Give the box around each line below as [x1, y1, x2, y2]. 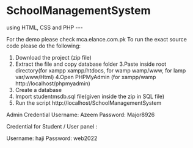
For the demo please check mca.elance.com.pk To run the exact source [6, 35, 188, 43]
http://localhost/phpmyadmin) [15, 80, 90, 87]
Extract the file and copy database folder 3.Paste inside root [15, 60, 167, 68]
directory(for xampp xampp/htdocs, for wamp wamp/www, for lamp [15, 66, 186, 74]
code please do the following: [6, 42, 81, 49]
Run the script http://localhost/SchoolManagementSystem [15, 99, 162, 107]
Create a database [15, 86, 62, 93]
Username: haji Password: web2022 [6, 135, 98, 142]
